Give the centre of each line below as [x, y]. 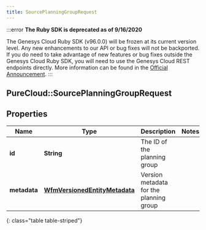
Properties [27, 114]
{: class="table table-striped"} [44, 220]
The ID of [154, 142]
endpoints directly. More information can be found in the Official [87, 67]
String [53, 153]
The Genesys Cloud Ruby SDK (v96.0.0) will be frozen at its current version [101, 41]
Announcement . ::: [30, 74]
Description [158, 131]
